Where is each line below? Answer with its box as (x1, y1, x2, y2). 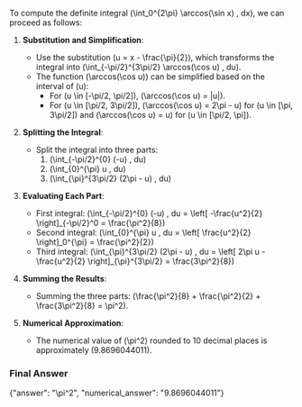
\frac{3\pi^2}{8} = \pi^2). (35, 301, 129, 311)
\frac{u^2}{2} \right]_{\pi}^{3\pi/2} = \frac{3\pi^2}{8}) (35, 256, 235, 267)
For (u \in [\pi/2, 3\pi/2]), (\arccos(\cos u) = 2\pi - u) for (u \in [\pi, (49, 100, 293, 111)
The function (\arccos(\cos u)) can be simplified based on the (35, 71, 266, 82)
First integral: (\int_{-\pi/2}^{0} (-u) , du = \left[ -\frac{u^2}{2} (35, 208, 263, 219)
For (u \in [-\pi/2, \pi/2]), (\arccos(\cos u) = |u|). (49, 90, 225, 101)
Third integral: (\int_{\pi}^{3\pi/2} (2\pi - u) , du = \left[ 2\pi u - (35, 247, 266, 257)
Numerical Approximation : (22, 318, 124, 328)
